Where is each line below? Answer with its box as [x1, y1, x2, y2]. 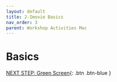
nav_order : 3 [6, 19, 38, 25]
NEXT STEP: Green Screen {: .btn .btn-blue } [6, 70, 112, 77]
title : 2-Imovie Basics [6, 14, 64, 20]
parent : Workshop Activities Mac [6, 25, 87, 31]
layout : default [6, 8, 45, 15]
